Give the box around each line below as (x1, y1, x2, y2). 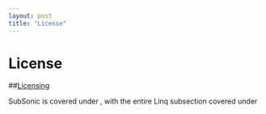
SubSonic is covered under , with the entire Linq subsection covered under (8, 96, 258, 106)
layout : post (8, 11, 53, 20)
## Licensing (8, 81, 50, 91)
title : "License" (8, 19, 67, 27)
